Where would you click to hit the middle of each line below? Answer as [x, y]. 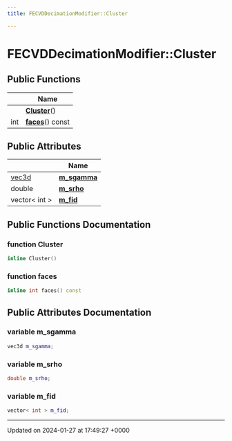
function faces [32, 276]
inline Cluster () [32, 259]
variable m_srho [35, 364]
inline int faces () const [44, 291]
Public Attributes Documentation [79, 312]
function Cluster [35, 244]
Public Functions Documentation [79, 225]
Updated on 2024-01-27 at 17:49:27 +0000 [68, 431]
